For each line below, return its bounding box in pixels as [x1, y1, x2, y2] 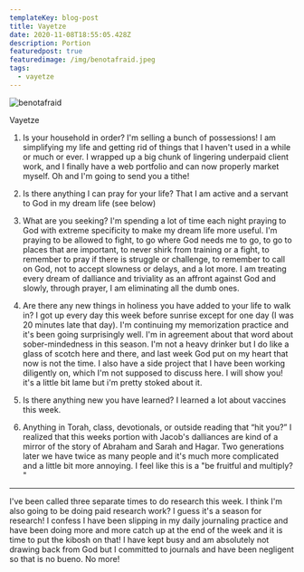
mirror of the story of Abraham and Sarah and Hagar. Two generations [22, 441, 285, 452]
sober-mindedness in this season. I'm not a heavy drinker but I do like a [22, 338, 290, 349]
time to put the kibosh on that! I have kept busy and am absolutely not [9, 534, 270, 545]
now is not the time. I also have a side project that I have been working [22, 357, 286, 368]
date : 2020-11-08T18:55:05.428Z [9, 30, 131, 39]
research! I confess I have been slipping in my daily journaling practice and [9, 515, 289, 526]
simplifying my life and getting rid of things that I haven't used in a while [22, 141, 291, 152]
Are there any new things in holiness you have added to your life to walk [22, 300, 291, 310]
